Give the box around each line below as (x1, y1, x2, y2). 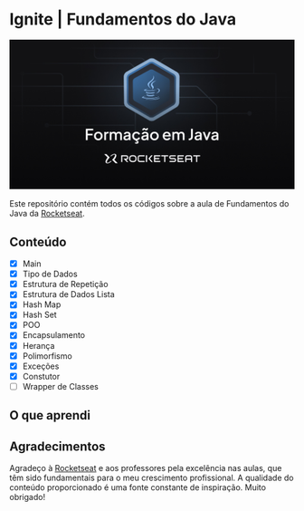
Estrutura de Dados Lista (22, 289, 115, 300)
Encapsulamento (22, 330, 86, 341)
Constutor (22, 371, 61, 381)
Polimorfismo (22, 350, 72, 362)
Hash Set (22, 309, 57, 321)
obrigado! (9, 492, 46, 503)
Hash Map (22, 299, 62, 310)
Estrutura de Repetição (22, 279, 109, 290)
